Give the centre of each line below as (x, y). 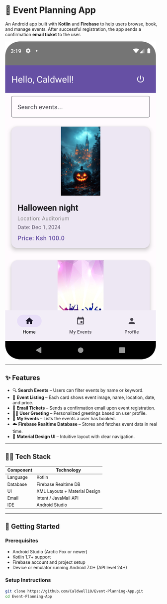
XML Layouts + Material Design (68, 491)
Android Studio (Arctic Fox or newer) (50, 551)
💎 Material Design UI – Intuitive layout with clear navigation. (74, 436)
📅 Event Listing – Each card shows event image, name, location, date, (84, 397)
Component (20, 470)
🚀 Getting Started (33, 527)
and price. (23, 402)
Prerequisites (22, 541)
